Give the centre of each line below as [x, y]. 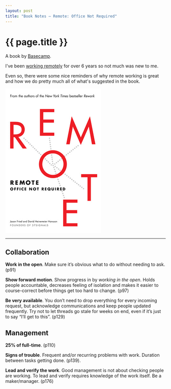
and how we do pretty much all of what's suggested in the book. [73, 81]
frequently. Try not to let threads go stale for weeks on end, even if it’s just [83, 311]
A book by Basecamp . [28, 56]
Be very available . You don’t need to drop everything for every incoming [81, 301]
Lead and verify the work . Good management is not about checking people [84, 371]
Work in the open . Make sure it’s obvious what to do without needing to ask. [85, 264]
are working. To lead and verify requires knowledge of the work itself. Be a [83, 376]
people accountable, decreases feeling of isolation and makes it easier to [82, 285]
